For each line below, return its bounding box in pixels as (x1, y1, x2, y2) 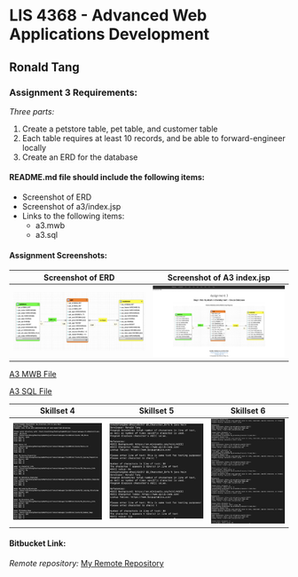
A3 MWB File (9, 368, 57, 379)
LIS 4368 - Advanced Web (9, 5, 208, 26)
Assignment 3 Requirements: (9, 86, 138, 99)
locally (21, 142, 47, 153)
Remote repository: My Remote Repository (9, 557, 164, 568)
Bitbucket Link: (9, 538, 67, 549)
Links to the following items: (21, 210, 125, 222)
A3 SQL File (9, 385, 52, 396)
